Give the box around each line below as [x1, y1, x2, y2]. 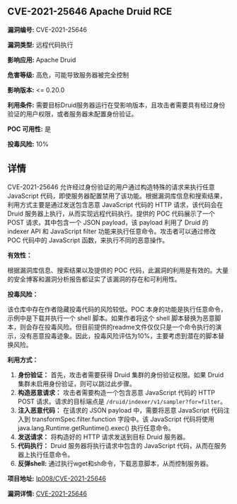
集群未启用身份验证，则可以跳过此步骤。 [17, 379, 136, 388]
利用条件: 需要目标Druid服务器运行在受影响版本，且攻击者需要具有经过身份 [7, 101, 226, 109]
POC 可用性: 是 [7, 124, 52, 133]
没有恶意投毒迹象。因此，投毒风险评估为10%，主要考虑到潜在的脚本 [19, 331, 219, 340]
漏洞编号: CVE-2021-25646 [7, 25, 87, 34]
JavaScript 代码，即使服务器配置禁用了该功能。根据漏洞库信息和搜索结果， [7, 191, 226, 200]
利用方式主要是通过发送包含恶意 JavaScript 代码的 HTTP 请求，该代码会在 [7, 200, 224, 208]
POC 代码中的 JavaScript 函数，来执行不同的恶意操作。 [7, 235, 168, 244]
